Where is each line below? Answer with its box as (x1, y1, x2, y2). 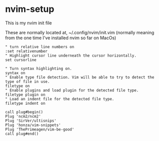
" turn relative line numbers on (5, 44, 75, 49)
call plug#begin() (5, 109, 43, 115)
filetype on (5, 83, 30, 88)
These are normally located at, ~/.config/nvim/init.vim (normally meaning (5, 29, 155, 35)
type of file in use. (5, 79, 50, 84)
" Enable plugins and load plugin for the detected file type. (5, 88, 139, 93)
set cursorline (5, 57, 37, 63)
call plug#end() (5, 131, 39, 136)
